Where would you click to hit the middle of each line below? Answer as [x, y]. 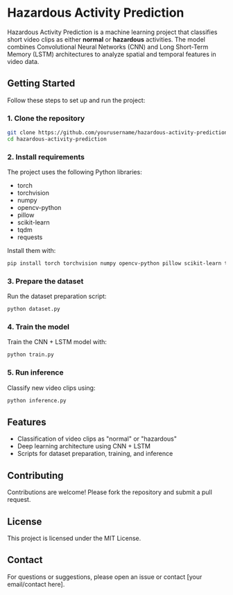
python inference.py [37, 400]
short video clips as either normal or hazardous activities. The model [106, 39]
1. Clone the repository [46, 118]
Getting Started [41, 84]
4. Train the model [38, 327]
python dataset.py [34, 309]
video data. [23, 61]
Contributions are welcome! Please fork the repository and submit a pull [110, 492]
